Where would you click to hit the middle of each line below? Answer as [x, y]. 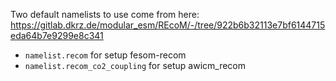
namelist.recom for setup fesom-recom [105, 55]
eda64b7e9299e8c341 [57, 35]
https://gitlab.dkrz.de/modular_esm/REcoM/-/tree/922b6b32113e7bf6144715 [168, 25]
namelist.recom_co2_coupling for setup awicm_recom [135, 65]
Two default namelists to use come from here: [105, 14]
